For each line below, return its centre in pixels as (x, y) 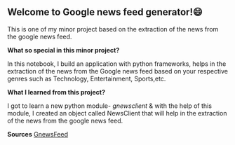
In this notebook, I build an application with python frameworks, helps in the (117, 64)
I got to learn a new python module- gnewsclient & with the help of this (110, 106)
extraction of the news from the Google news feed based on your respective (117, 71)
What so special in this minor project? (63, 50)
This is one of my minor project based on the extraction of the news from (113, 29)
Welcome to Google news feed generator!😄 (105, 12)
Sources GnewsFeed (38, 134)
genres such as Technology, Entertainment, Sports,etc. (87, 78)
